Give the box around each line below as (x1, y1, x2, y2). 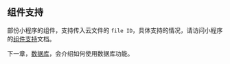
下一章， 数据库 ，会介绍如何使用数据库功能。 (7, 49, 134, 57)
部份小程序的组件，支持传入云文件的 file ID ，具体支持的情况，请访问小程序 (7, 26, 223, 34)
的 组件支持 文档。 (7, 34, 56, 43)
